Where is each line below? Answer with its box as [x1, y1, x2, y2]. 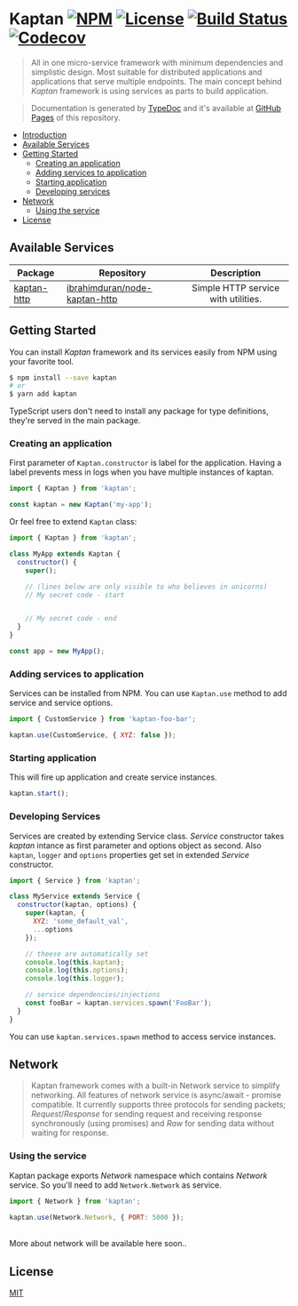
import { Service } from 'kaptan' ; [9, 876, 141, 885]
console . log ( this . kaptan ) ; [25, 957, 125, 966]
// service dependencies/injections [25, 990, 161, 999]
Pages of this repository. [30, 112, 122, 123]
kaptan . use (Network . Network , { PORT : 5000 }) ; [9, 1213, 184, 1222]
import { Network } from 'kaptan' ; [9, 1197, 141, 1206]
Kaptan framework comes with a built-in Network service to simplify [30, 1080, 281, 1091]
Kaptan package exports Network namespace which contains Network [9, 1170, 268, 1181]
